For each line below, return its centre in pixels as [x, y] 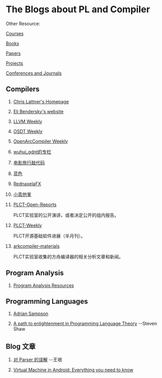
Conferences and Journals [34, 73]
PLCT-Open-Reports [35, 204]
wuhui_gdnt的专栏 [32, 151]
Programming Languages [47, 301]
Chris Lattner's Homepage [41, 101]
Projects [15, 63]
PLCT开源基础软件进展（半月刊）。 [49, 236]
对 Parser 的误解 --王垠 [38, 360]
